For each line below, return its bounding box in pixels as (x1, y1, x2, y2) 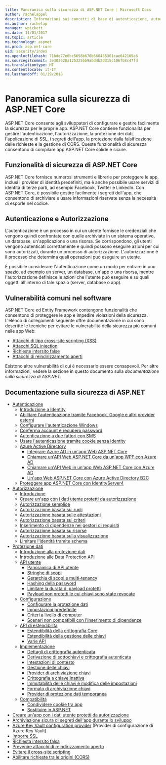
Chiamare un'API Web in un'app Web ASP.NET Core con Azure (27, 465, 155, 471)
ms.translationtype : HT (5, 62, 54, 67)
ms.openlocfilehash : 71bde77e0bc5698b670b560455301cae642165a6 (5, 53, 138, 59)
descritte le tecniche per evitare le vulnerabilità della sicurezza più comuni (5, 323, 157, 329)
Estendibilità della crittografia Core (27, 628, 98, 634)
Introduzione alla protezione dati (19, 549, 85, 555)
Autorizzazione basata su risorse (19, 528, 87, 533)
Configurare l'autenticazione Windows (19, 422, 98, 428)
